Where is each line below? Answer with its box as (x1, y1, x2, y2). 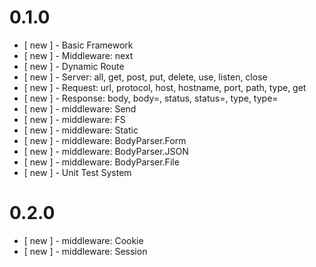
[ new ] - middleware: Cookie (23, 234, 144, 246)
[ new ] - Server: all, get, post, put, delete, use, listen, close (23, 71, 268, 83)
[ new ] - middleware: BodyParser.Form (23, 134, 187, 146)
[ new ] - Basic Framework (23, 39, 134, 51)
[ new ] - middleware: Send (23, 102, 137, 115)
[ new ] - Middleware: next (23, 49, 134, 61)
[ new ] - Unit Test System (23, 166, 132, 178)
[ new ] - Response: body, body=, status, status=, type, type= (23, 92, 279, 104)
